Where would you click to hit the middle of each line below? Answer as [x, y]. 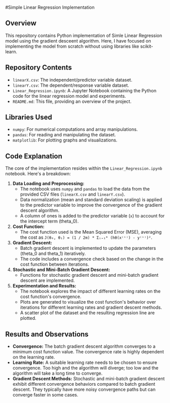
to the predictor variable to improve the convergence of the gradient [91, 205]
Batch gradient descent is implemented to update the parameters [88, 248]
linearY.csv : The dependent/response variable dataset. [71, 85]
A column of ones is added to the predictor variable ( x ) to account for [92, 216]
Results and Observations [47, 334]
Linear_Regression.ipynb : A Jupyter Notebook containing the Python [84, 90]
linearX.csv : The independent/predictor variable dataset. [72, 80]
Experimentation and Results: [45, 286]
